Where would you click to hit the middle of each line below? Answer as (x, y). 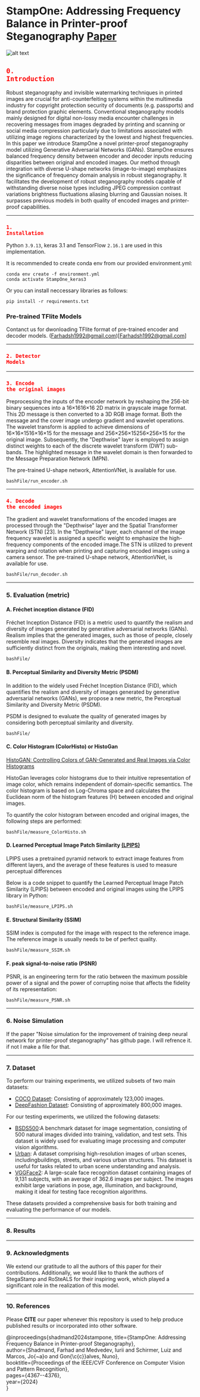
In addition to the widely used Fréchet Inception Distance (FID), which (92, 685)
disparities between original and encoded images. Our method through (93, 162)
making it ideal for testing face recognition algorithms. (81, 1191)
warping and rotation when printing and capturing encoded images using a (98, 551)
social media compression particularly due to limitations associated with (94, 130)
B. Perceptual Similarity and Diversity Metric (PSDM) (72, 672)
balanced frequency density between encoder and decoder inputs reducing (99, 156)
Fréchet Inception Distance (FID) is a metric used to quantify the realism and (100, 623)
